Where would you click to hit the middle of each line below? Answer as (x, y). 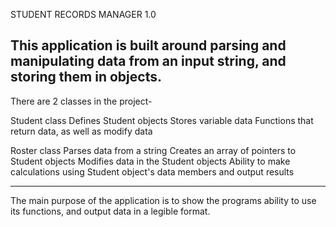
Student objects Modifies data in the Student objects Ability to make (150, 161)
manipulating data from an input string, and (148, 61)
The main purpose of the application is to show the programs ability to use (163, 200)
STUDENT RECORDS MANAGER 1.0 (83, 14)
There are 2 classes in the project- (81, 101)
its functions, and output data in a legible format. (110, 211)
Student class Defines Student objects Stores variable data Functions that (162, 120)
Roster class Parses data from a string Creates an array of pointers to (153, 150)
